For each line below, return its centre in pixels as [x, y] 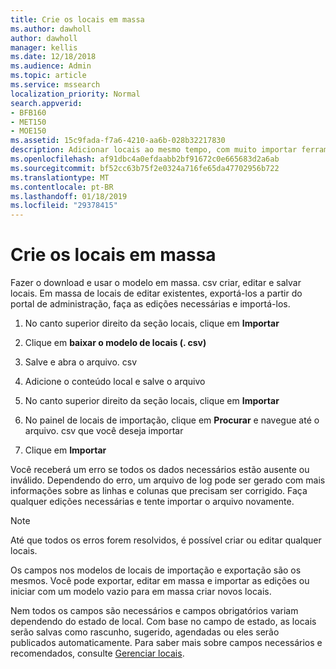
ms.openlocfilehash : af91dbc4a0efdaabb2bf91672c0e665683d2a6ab [145, 159]
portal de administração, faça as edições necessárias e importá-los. [150, 304]
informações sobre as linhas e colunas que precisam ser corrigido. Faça [159, 491]
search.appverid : [46, 103]
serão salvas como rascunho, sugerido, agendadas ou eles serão [145, 632]
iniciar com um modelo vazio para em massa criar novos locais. [141, 592]
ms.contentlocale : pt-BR [62, 187]
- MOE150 [28, 131]
